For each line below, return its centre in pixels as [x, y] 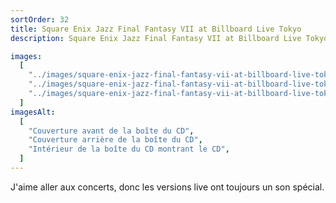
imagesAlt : [33, 112]
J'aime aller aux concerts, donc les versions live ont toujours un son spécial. [167, 187]
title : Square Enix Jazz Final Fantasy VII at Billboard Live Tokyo [156, 29]
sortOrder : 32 [40, 19]
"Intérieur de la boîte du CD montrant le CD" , [129, 149]
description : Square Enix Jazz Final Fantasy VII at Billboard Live [156, 38]
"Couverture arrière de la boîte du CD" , [115, 140]
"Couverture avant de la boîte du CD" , [111, 131]
